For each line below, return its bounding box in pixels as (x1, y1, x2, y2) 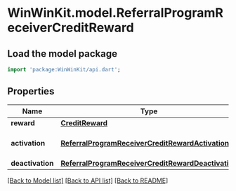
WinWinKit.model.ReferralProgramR (7, 5, 223, 21)
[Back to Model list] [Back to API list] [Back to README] (7, 176, 169, 185)
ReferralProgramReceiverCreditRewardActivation (60, 138, 230, 148)
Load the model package (7, 48, 118, 59)
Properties (7, 85, 55, 97)
